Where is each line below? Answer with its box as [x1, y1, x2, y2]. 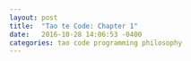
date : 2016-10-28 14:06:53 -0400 [9, 30, 143, 39]
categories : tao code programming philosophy [9, 38, 182, 48]
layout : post [9, 13, 58, 22]
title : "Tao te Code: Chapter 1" [9, 22, 139, 30]
